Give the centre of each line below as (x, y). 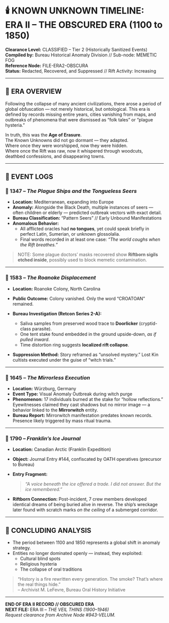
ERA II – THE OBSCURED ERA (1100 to (84, 25)
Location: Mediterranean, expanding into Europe (63, 202)
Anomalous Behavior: (36, 224)
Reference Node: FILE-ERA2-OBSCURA (47, 65)
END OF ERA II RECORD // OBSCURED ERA (50, 604)
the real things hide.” (39, 584)
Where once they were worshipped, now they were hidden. (67, 146)
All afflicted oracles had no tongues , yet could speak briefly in (84, 229)
